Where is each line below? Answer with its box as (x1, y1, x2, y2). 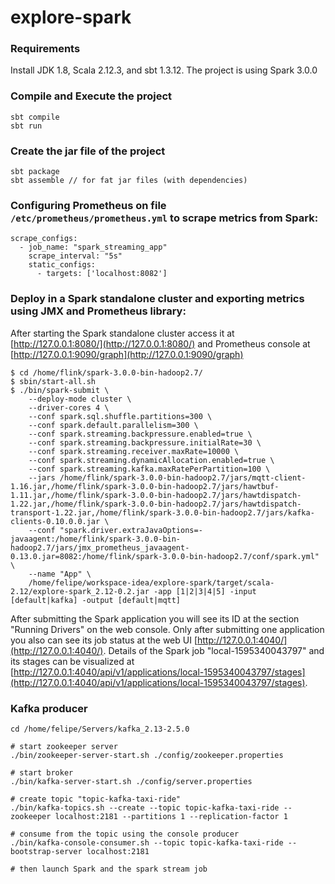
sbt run (10, 121, 43, 131)
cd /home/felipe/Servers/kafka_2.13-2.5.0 (10, 724, 190, 734)
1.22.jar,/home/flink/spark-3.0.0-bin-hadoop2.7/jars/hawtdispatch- (10, 499, 302, 509)
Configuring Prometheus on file (10, 199, 167, 212)
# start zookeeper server (10, 741, 118, 751)
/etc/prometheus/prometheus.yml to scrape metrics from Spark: (10, 211, 319, 225)
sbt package (10, 167, 60, 177)
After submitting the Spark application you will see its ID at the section (10, 612, 300, 625)
